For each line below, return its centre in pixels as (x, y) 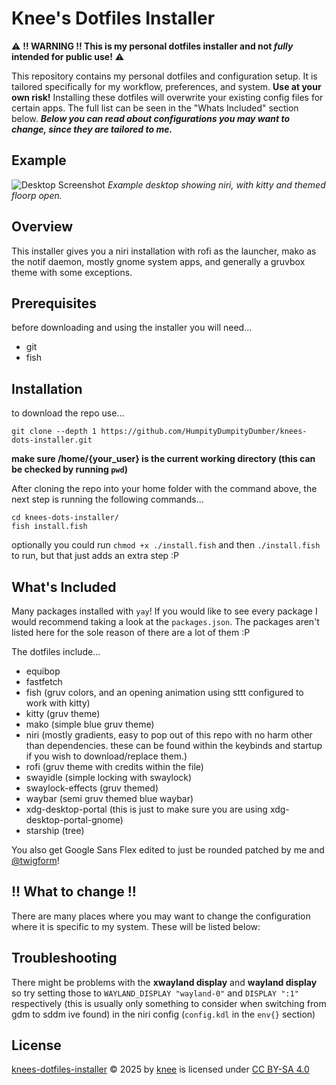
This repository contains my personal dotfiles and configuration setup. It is (164, 76)
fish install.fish (49, 527)
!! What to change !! (74, 892)
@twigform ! (35, 860)
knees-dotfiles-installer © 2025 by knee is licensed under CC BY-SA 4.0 (160, 1069)
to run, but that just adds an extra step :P (95, 556)
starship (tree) (55, 830)
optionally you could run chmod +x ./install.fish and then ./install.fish (166, 545)
